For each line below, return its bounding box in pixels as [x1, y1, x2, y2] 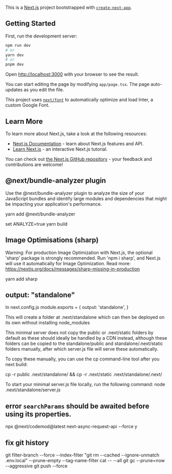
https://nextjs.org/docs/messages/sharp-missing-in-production [5, 266, 140, 272]
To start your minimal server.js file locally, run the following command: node [5, 381, 165, 388]
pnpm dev [5, 62, 24, 67]
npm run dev [5, 43, 31, 48]
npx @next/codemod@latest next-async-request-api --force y [5, 424, 138, 430]
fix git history [5, 438, 49, 447]
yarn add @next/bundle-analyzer [5, 211, 75, 217]
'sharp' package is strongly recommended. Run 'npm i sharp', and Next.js [5, 254, 161, 261]
